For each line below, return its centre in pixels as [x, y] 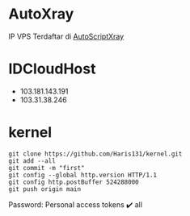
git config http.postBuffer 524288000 [74, 182]
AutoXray [41, 14]
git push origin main [45, 189]
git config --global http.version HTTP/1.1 [83, 175]
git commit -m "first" [46, 168]
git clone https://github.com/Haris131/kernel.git [95, 154]
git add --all [32, 161]
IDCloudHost [52, 69]
